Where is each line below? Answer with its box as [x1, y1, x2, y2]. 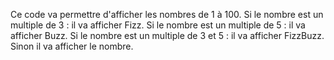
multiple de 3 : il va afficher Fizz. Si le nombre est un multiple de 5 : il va [10, 19, 306, 31]
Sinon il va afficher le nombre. [10, 40, 134, 52]
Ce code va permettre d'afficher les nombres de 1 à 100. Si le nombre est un [10, 9, 324, 20]
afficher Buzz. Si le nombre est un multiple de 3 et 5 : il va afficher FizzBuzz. [10, 30, 325, 41]
